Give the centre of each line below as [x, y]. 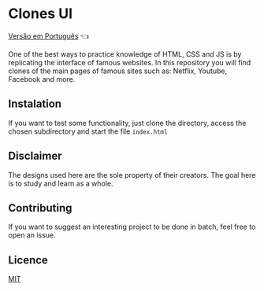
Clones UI [41, 14]
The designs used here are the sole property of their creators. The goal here [132, 175]
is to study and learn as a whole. [61, 183]
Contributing [40, 208]
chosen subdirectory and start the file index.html [88, 131]
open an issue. [32, 235]
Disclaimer [35, 156]
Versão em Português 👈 [48, 35]
